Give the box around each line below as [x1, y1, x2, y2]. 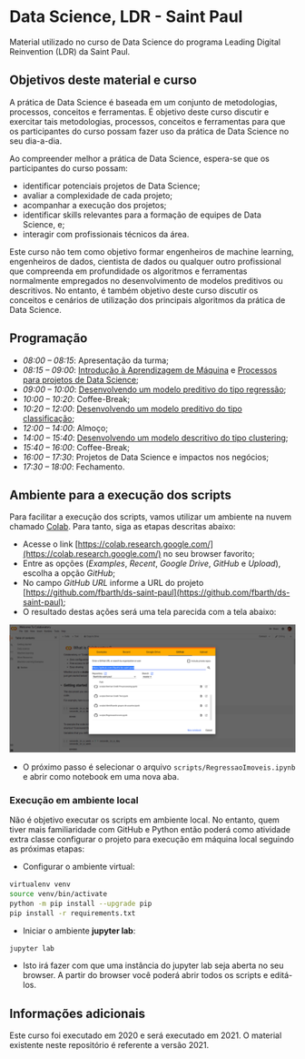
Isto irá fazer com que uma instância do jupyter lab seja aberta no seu [22, 960, 284, 971]
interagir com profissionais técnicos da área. [22, 228, 190, 239]
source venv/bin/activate [9, 889, 107, 898]
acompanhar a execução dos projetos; [22, 199, 167, 210]
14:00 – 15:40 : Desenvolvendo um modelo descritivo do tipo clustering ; [22, 432, 289, 443]
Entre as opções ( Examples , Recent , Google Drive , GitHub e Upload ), [22, 558, 281, 570]
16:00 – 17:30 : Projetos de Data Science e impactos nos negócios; [22, 451, 270, 462]
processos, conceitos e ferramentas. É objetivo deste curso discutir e [9, 106, 270, 117]
